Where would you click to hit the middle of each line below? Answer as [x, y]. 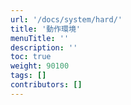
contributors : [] [46, 85]
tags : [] [28, 76]
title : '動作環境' [46, 29]
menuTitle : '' [40, 38]
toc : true [31, 57]
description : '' [44, 47]
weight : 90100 [40, 66]
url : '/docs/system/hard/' [66, 19]
